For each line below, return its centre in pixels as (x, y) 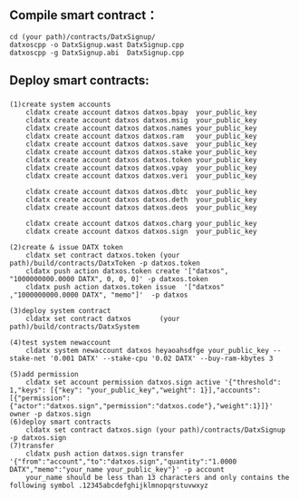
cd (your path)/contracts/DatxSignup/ (82, 37)
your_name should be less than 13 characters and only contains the (158, 478)
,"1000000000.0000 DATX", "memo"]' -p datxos (99, 295)
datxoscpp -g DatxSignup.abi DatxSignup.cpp (96, 53)
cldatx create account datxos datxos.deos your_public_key (141, 208)
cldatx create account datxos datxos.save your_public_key (141, 144)
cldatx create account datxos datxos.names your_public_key (141, 129)
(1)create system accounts (60, 105)
